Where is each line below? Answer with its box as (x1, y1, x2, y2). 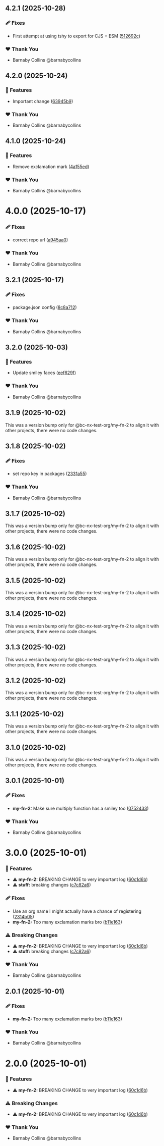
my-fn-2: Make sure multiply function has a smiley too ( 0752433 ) (12, 805, 149, 811)
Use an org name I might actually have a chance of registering (12, 908, 142, 914)
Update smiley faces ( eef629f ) (12, 370, 76, 376)
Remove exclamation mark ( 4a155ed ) (12, 164, 90, 170)
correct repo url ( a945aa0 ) (12, 237, 68, 243)
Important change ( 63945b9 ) (12, 98, 73, 104)
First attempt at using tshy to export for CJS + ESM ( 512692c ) (12, 33, 141, 39)
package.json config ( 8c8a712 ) (12, 304, 77, 310)
